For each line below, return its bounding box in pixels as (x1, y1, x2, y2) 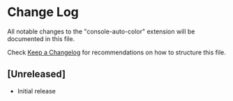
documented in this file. (7, 34, 75, 42)
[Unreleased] (7, 68, 66, 80)
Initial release (17, 86, 56, 95)
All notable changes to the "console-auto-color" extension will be (7, 27, 195, 36)
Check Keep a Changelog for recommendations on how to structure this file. (7, 48, 227, 56)
